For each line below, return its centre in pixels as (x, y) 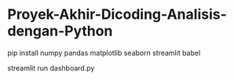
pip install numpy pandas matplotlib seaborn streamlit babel (104, 53)
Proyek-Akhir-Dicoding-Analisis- (117, 15)
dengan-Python (60, 31)
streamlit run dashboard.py (51, 67)
